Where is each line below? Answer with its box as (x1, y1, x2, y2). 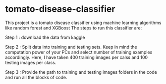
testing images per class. (5, 59, 56, 65)
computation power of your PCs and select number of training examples (5, 49, 153, 55)
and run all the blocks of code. (5, 74, 67, 80)
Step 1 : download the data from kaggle (5, 34, 85, 40)
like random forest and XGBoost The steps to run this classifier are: (5, 25, 142, 30)
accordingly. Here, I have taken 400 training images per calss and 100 (5, 54, 148, 60)
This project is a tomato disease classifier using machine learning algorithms (5, 20, 162, 26)
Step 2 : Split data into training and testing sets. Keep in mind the (5, 44, 137, 50)
